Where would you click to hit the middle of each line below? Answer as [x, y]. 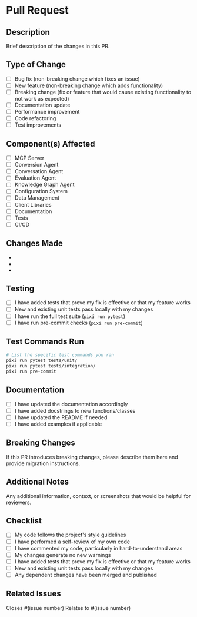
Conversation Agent [39, 171]
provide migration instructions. [43, 463]
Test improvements [38, 125]
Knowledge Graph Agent [44, 185]
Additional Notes [38, 482]
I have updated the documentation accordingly [71, 404]
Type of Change [36, 64]
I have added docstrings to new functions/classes [75, 410]
